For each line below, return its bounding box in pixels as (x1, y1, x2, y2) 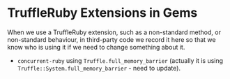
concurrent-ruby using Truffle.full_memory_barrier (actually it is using (17, 56, 224, 64)
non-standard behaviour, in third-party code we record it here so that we (7, 35, 216, 43)
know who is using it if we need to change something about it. (7, 43, 185, 51)
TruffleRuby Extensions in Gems (7, 5, 198, 21)
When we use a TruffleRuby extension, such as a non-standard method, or (7, 28, 222, 36)
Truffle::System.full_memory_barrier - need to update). (17, 64, 181, 72)
